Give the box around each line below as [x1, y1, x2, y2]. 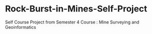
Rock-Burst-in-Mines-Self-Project [5, 3, 148, 14]
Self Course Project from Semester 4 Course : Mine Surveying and [5, 19, 140, 25]
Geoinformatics [5, 24, 36, 30]
